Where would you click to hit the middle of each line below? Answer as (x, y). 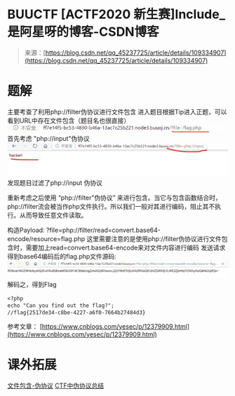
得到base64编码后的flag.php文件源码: (62, 256)
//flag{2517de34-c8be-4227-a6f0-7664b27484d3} (76, 313)
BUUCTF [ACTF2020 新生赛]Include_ (116, 14)
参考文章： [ (25, 326)
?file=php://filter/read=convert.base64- (103, 230)
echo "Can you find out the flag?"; (61, 306)
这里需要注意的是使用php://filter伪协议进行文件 (154, 238)
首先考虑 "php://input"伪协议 (48, 139)
